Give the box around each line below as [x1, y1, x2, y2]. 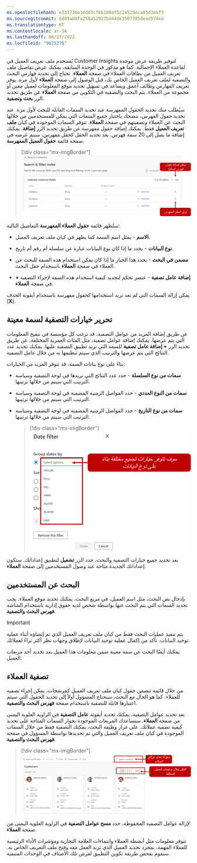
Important [6, 619, 30, 626]
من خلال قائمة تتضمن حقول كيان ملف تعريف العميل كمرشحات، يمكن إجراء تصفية [6, 687, 184, 694]
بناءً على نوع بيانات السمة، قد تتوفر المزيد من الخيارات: [6, 360, 125, 367]
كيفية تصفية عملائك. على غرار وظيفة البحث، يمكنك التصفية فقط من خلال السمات [6, 723, 183, 730]
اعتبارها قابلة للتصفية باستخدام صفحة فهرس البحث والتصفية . [6, 699, 137, 706]
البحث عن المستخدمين [6, 579, 80, 589]
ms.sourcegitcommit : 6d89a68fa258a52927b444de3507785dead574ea [6, 15, 164, 22]
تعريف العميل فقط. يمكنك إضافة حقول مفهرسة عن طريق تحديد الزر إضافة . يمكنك [6, 125, 185, 132]
